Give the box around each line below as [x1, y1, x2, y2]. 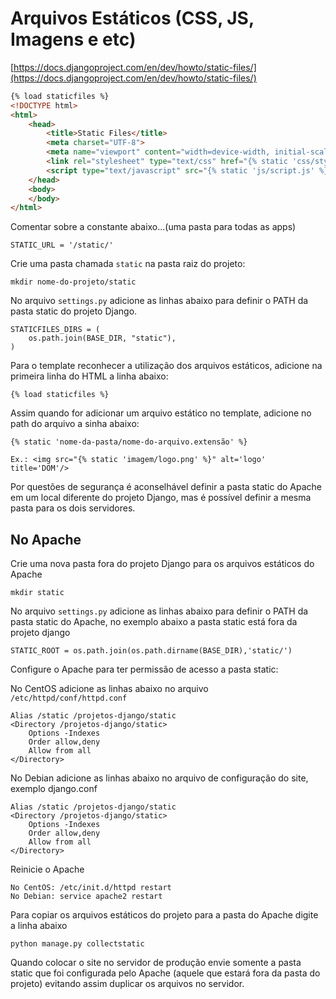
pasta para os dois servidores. [10, 502, 136, 514]
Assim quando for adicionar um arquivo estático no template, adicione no [10, 407, 312, 419]
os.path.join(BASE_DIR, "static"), [28, 333, 177, 344]
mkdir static [10, 588, 65, 598]
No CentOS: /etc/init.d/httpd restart [10, 883, 172, 893]
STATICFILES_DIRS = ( [10, 325, 101, 335]
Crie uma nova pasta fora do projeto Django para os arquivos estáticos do [10, 558, 315, 570]
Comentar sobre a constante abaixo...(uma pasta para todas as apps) [10, 221, 297, 233]
